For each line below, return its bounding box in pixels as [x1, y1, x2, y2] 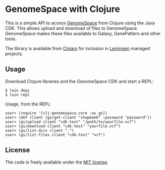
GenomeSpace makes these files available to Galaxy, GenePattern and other [5, 30, 161, 36]
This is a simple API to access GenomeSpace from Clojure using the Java [5, 20, 155, 26]
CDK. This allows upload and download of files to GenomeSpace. [5, 25, 139, 31]
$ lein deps [5, 88, 30, 93]
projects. [5, 51, 23, 57]
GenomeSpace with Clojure [5, 3, 120, 15]
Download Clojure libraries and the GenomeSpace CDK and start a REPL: [5, 78, 154, 84]
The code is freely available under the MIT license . [5, 159, 109, 165]
